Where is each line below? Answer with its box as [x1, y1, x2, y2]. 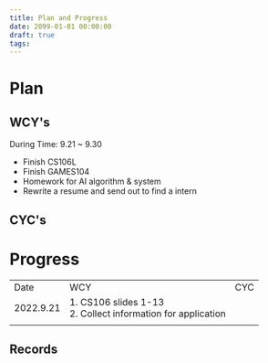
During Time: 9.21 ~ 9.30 [9, 139, 102, 150]
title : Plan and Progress [9, 13, 108, 23]
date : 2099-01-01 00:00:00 [9, 22, 112, 31]
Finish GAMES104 [22, 166, 90, 177]
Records [9, 341, 58, 357]
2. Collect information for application [69, 307, 226, 320]
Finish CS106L [22, 156, 77, 167]
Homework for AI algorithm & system [22, 176, 161, 187]
